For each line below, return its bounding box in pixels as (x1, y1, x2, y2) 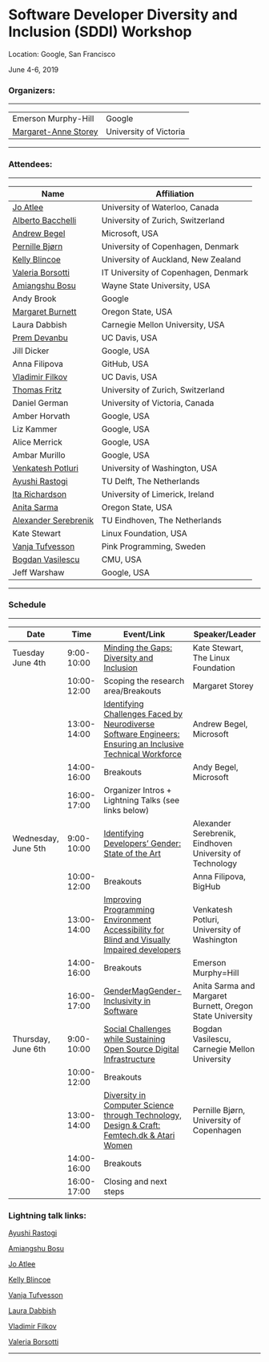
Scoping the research (103, 675, 185, 686)
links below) (103, 804, 150, 815)
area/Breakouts (103, 685, 162, 696)
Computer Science (103, 1100, 175, 1111)
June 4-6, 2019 (8, 64, 59, 74)
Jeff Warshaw (12, 567, 65, 578)
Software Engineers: (103, 728, 180, 739)
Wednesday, (12, 832, 60, 844)
